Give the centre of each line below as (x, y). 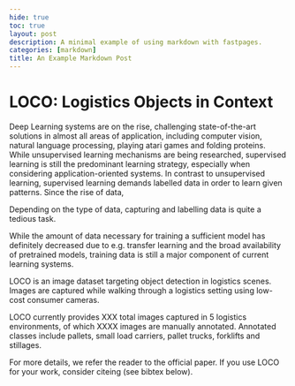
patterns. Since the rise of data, (67, 192)
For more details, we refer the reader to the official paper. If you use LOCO (144, 362)
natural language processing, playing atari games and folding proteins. (138, 145)
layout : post (33, 34)
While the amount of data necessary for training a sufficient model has (137, 236)
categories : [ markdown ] (53, 50)
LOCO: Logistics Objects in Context (141, 102)
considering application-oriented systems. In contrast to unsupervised (137, 173)
